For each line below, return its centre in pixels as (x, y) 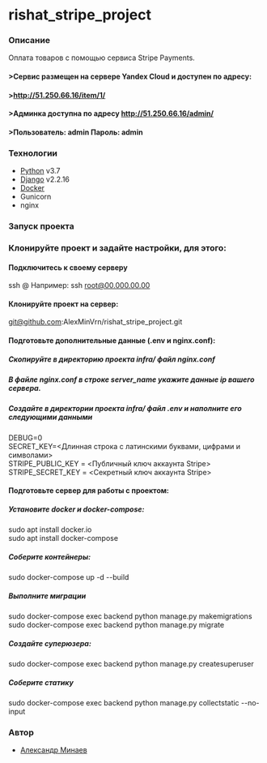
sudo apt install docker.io (50, 529)
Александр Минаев (53, 750)
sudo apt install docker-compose (64, 538)
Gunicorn (36, 197)
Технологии (33, 153)
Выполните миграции (47, 596)
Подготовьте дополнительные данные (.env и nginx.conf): (112, 341)
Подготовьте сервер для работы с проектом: (89, 491)
